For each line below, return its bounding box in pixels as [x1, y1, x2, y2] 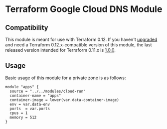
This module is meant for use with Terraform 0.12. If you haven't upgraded [5, 36, 158, 42]
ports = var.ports [9, 106, 50, 111]
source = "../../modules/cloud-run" [9, 89, 86, 94]
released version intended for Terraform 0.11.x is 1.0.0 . [5, 47, 116, 53]
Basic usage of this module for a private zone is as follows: [5, 75, 126, 81]
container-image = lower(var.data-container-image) [9, 97, 120, 103]
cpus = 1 [9, 111, 28, 116]
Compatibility [5, 23, 48, 32]
